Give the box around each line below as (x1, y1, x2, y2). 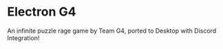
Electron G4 (7, 4, 76, 20)
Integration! (7, 33, 40, 42)
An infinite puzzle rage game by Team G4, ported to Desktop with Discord (7, 27, 217, 35)
